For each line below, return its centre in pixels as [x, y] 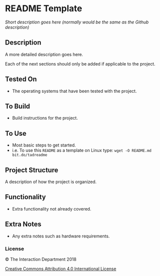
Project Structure [32, 170]
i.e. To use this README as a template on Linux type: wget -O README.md [82, 150]
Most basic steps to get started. [44, 145]
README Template [44, 9]
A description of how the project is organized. [51, 182]
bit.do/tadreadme [30, 155]
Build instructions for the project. [45, 118]
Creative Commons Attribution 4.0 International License [61, 269]
